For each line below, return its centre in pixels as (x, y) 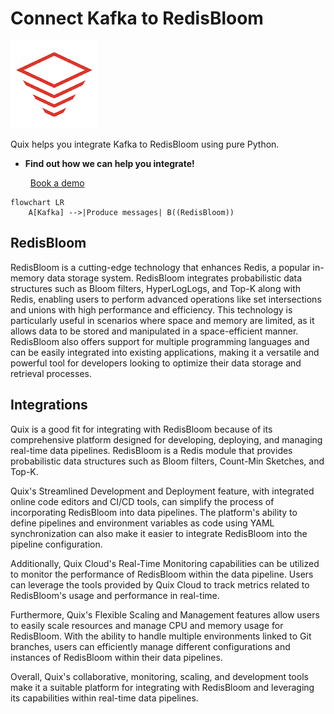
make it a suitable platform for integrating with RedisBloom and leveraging (162, 687)
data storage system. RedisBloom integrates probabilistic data (174, 278)
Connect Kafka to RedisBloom (137, 18)
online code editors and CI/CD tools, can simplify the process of (142, 501)
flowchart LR (37, 202)
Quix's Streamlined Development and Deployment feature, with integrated (162, 491)
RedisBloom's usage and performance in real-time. (115, 595)
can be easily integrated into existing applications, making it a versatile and (165, 352)
